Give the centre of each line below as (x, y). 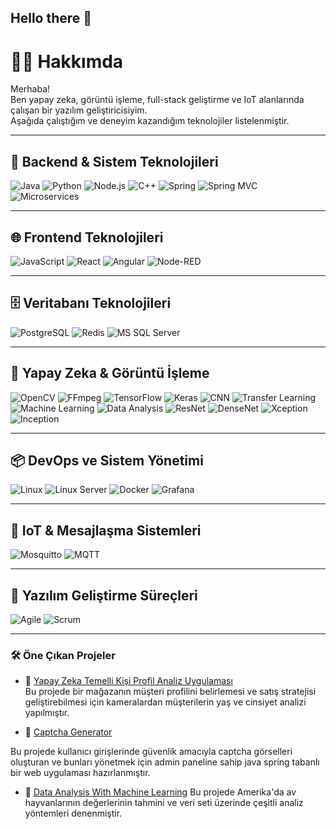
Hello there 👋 (51, 18)
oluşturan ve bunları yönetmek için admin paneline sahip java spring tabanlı (165, 762)
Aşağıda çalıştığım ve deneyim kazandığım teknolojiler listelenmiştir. (150, 121)
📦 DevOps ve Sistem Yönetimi (107, 460)
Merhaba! (30, 89)
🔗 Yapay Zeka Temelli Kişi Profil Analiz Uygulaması (128, 681)
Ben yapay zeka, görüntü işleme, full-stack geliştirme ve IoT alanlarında (157, 100)
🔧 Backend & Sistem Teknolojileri (114, 161)
